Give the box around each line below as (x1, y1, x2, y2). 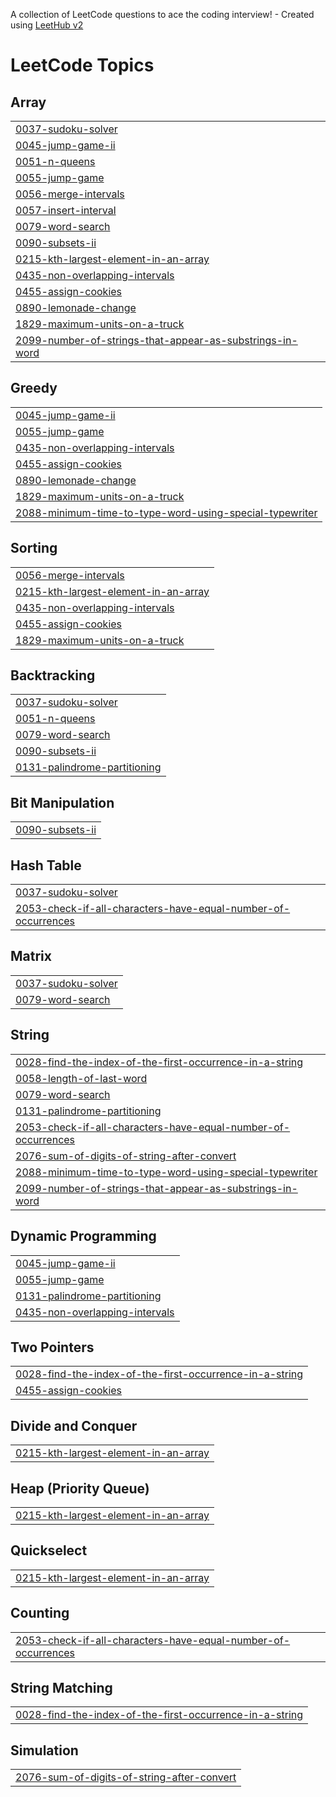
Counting (10, 1605, 70, 1622)
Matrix (10, 948, 52, 965)
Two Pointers (10, 1339, 95, 1356)
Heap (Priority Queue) (10, 1480, 150, 1497)
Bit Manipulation (10, 794, 115, 811)
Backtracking (10, 667, 96, 684)
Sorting (10, 540, 58, 557)
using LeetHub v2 (10, 19, 84, 31)
